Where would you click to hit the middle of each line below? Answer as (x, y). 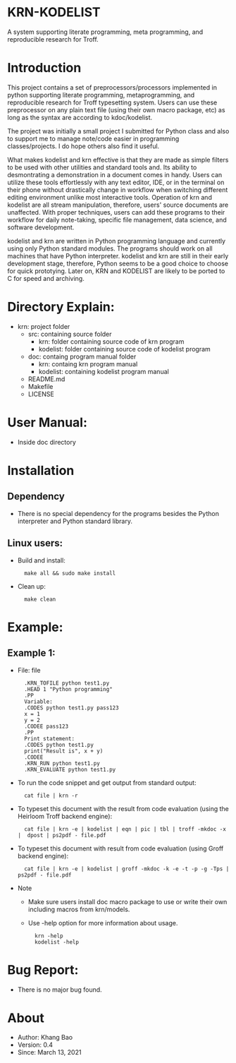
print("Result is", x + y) (64, 751)
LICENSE (41, 394)
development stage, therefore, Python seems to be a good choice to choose (118, 263)
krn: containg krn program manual (88, 364)
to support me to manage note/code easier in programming (93, 138)
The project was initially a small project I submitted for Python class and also (118, 131)
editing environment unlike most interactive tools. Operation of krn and (110, 197)
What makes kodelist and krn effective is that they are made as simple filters (118, 160)
